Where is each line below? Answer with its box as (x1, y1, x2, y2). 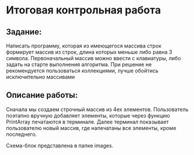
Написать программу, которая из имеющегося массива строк (6, 42, 162, 49)
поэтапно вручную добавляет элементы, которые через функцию (6, 112, 170, 119)
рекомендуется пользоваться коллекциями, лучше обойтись (6, 67, 159, 74)
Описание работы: (6, 90, 78, 100)
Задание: (6, 27, 42, 37)
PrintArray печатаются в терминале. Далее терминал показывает (6, 118, 169, 125)
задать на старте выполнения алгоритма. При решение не (6, 61, 152, 68)
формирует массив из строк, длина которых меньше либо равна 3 (6, 49, 172, 56)
